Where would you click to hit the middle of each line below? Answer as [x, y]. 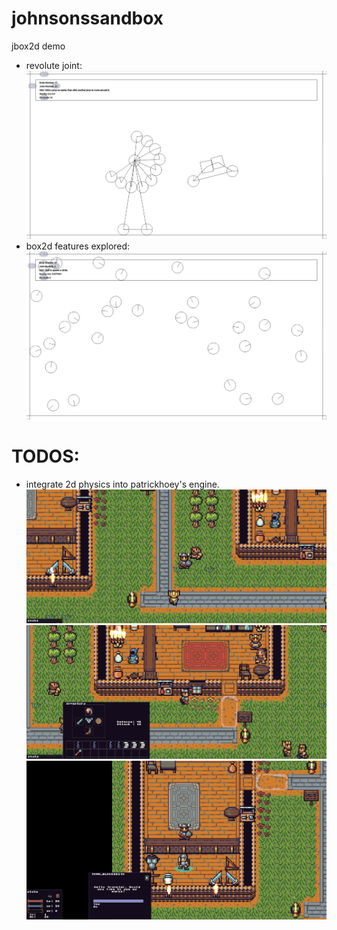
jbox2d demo [38, 46]
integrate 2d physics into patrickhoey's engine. [122, 484]
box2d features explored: [78, 246]
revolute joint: [54, 65]
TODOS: [45, 456]
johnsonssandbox [87, 18]
